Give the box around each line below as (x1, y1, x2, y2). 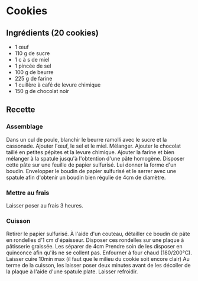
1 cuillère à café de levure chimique (14, 81, 101, 88)
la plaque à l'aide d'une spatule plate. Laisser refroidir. (6, 268, 138, 275)
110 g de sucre (14, 50, 50, 57)
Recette (6, 105, 35, 115)
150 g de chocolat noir (14, 88, 69, 94)
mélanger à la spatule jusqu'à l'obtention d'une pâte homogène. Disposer (6, 155, 185, 162)
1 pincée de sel (14, 62, 51, 69)
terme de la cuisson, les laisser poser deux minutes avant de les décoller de (6, 262, 191, 269)
